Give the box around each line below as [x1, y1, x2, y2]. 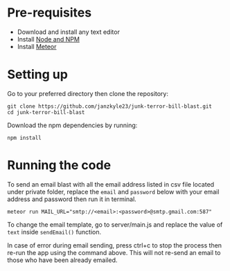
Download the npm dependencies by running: [7, 121, 138, 129]
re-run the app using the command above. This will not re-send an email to [7, 248, 221, 256]
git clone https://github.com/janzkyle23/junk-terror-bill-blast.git [7, 102, 213, 110]
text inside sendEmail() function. [7, 227, 102, 236]
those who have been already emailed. [7, 256, 118, 264]
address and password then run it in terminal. [7, 195, 136, 203]
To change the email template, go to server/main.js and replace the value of [7, 220, 223, 229]
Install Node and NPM [17, 35, 80, 43]
